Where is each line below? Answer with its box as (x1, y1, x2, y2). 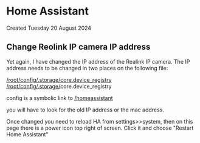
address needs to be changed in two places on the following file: (6, 64, 168, 71)
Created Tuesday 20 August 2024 (6, 24, 92, 32)
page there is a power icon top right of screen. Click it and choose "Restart (6, 124, 194, 131)
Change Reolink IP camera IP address (6, 42, 151, 52)
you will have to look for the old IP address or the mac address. (6, 106, 164, 113)
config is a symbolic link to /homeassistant (6, 94, 113, 101)
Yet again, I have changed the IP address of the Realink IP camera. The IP (6, 58, 190, 65)
